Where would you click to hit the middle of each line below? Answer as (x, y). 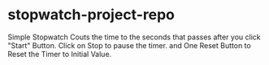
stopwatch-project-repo (91, 15)
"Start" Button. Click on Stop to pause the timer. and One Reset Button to (129, 45)
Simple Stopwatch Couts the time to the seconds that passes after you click (134, 37)
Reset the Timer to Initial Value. (60, 54)
